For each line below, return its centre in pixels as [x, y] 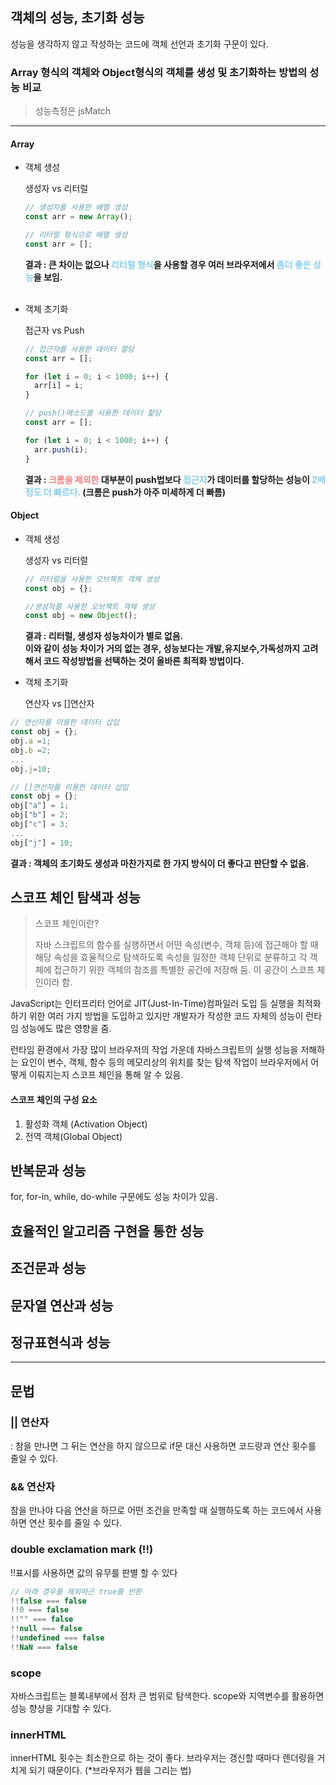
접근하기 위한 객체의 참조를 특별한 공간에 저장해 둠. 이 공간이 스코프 [184, 970]
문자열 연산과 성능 [62, 1305]
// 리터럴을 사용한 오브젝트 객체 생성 [92, 579]
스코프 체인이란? [67, 924]
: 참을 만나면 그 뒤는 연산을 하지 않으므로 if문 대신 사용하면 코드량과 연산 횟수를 [163, 1446]
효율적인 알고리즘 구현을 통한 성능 [107, 1231]
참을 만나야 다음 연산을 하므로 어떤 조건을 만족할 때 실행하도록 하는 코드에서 [157, 1510]
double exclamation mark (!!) [82, 1550]
